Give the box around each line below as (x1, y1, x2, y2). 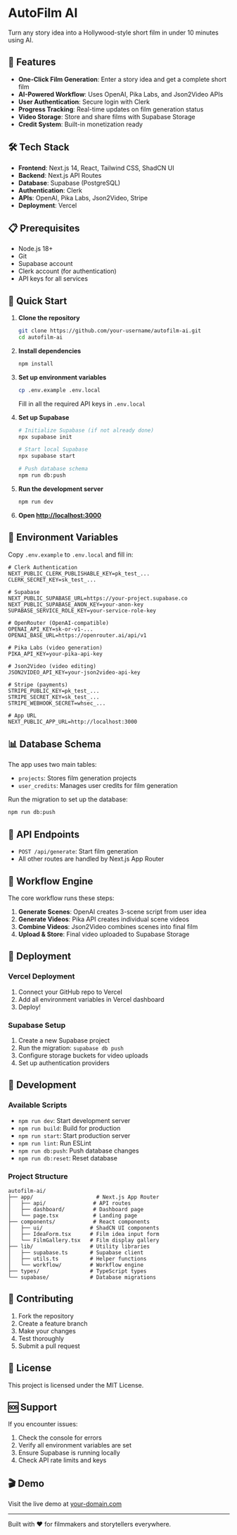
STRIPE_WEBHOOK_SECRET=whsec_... (8, 700, 106, 707)
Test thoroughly (18, 1334, 64, 1342)
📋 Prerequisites (8, 222, 80, 234)
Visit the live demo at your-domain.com (8, 1500, 122, 1508)
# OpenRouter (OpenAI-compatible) (8, 619, 110, 626)
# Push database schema (18, 466, 89, 473)
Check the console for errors (18, 1433, 103, 1442)
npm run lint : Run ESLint (18, 1139, 91, 1147)
